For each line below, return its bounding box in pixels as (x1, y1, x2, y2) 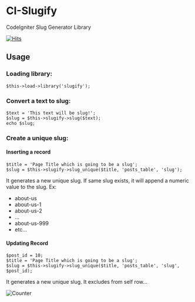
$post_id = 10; (6, 253, 43, 258)
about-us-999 (14, 220, 49, 227)
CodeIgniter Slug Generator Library (6, 24, 91, 31)
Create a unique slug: (6, 134, 69, 142)
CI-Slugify (6, 4, 58, 18)
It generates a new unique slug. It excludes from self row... (6, 278, 148, 286)
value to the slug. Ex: (6, 184, 57, 191)
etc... (14, 226, 28, 233)
